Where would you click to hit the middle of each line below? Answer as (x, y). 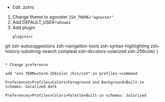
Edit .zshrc (23, 7)
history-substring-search (31, 51)
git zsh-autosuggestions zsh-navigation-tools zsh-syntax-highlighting (77, 46)
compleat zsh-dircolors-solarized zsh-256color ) (108, 51)
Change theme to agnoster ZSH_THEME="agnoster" (63, 17)
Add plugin (24, 27)
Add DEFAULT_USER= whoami (41, 22)
